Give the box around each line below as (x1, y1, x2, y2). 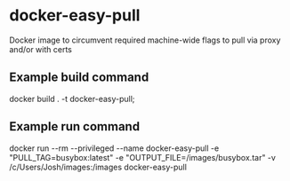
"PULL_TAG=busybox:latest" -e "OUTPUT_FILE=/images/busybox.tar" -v (9, 152, 276, 162)
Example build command (9, 70, 149, 85)
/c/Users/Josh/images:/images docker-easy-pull (9, 161, 187, 172)
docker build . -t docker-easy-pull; (9, 93, 135, 104)
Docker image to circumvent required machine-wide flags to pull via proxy (9, 35, 281, 45)
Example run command (9, 119, 141, 134)
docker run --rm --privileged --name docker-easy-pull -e (9, 143, 220, 153)
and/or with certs (9, 43, 73, 54)
